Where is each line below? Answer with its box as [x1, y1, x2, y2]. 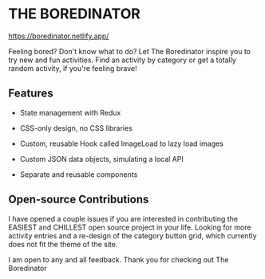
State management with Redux [19, 108, 121, 117]
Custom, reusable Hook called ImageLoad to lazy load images [19, 139, 223, 148]
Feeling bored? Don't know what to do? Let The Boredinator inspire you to [8, 46, 251, 56]
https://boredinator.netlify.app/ [8, 31, 109, 41]
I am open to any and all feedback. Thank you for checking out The [8, 254, 229, 264]
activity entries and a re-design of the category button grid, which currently [8, 230, 257, 240]
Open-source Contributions [8, 193, 149, 206]
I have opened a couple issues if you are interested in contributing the [8, 214, 238, 223]
